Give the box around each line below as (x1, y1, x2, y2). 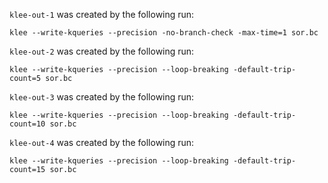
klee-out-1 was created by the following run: (9, 9, 195, 20)
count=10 (9, 119, 46, 129)
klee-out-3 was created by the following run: (9, 91, 195, 103)
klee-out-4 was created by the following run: (9, 137, 195, 148)
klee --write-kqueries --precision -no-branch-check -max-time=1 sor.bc (9, 28, 319, 38)
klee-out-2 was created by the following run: (9, 45, 195, 57)
